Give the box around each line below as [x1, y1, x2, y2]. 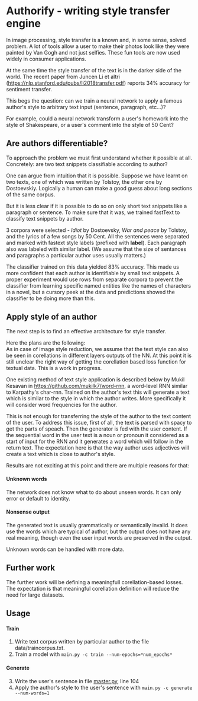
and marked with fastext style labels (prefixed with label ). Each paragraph [6, 239, 187, 246]
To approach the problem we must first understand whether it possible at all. [6, 154, 193, 161]
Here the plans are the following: [6, 339, 86, 346]
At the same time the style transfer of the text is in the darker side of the [6, 66, 182, 74]
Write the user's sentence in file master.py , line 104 [14, 677, 139, 684]
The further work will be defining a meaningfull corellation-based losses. [6, 578, 183, 585]
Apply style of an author [6, 312, 98, 322]
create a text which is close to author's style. [6, 450, 115, 457]
